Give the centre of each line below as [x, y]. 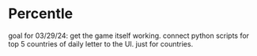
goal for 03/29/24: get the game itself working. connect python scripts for [129, 35]
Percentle [41, 14]
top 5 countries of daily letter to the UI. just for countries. [101, 43]
